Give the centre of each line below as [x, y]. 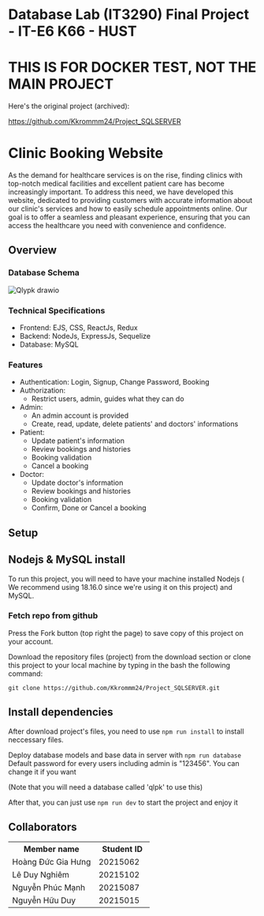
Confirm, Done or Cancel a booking [89, 508]
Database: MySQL [49, 344]
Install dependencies [61, 712]
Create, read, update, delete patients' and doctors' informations [135, 424]
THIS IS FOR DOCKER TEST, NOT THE [132, 68]
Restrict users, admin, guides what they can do [108, 399]
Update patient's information [78, 441]
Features [26, 365]
